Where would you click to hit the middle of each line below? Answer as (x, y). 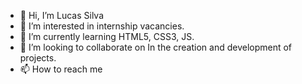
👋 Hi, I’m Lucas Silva (62, 15)
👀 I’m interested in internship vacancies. (102, 26)
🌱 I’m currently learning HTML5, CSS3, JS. (107, 36)
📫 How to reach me (61, 69)
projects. (38, 58)
